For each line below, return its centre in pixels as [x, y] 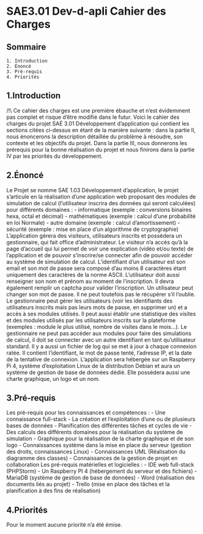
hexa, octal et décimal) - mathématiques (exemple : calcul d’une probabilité [101, 216]
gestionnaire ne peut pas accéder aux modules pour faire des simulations [99, 333]
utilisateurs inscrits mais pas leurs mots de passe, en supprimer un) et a [97, 307]
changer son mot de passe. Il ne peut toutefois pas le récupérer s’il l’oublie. [101, 294]
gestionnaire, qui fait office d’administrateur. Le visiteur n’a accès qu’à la [97, 242]
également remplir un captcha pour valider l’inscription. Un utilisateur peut [100, 288]
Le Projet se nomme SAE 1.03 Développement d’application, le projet [93, 190]
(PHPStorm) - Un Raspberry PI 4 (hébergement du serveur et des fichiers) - [102, 471]
